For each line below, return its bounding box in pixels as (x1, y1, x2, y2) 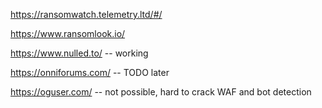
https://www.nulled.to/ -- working (10, 47, 149, 59)
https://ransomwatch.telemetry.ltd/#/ (10, 9, 163, 20)
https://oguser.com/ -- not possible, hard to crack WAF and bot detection (10, 86, 312, 98)
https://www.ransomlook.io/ (10, 28, 126, 39)
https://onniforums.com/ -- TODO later (10, 67, 170, 78)
